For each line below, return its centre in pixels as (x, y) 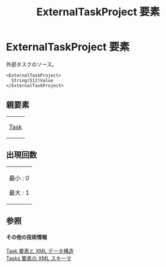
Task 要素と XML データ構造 (40, 251)
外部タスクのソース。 (32, 64)
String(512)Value (32, 80)
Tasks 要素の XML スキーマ (39, 258)
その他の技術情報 (27, 237)
